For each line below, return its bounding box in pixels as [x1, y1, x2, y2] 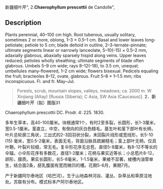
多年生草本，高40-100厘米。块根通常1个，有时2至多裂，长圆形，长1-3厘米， [5, 119, 158, 126]
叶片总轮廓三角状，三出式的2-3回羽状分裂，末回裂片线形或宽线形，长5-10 [5, 131, 153, 138]
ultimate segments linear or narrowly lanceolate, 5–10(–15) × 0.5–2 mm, [5, 47, 147, 53]
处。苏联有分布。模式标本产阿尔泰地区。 [5, 179, 86, 185]
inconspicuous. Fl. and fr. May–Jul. [5, 78, 75, 84]
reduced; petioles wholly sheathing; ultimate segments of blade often [5, 58, 144, 63]
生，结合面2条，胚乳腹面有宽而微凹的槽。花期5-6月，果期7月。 [5, 162, 132, 168]
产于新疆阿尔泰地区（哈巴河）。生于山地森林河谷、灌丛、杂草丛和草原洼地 [5, 172, 152, 178]
